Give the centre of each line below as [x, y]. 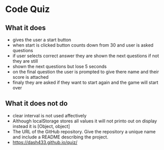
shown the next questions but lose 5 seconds [60, 66]
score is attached [30, 77]
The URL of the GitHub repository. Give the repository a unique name [84, 131]
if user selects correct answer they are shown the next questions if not [86, 56]
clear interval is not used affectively [50, 115]
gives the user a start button [42, 40]
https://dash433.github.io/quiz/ [45, 142]
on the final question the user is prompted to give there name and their [86, 72]
